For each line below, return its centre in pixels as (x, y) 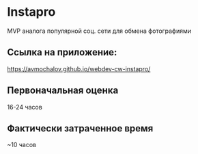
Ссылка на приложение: (62, 52)
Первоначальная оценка (63, 91)
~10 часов (22, 145)
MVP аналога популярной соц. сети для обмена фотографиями (99, 31)
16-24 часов (25, 107)
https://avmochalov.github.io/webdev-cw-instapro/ (79, 68)
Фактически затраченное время (80, 128)
